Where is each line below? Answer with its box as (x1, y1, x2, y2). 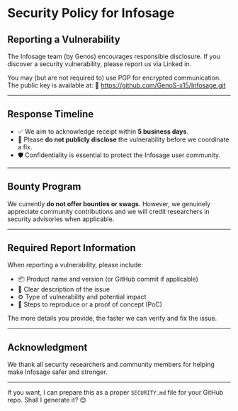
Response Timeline (7, 108, 94, 120)
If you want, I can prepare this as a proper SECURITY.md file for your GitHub (7, 388, 224, 397)
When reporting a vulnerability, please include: (7, 261, 144, 269)
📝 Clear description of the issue (17, 285, 110, 294)
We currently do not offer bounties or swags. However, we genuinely (7, 199, 211, 208)
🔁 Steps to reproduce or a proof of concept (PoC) (17, 300, 163, 309)
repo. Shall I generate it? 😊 (7, 396, 87, 405)
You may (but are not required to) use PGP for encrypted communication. (7, 73, 221, 82)
